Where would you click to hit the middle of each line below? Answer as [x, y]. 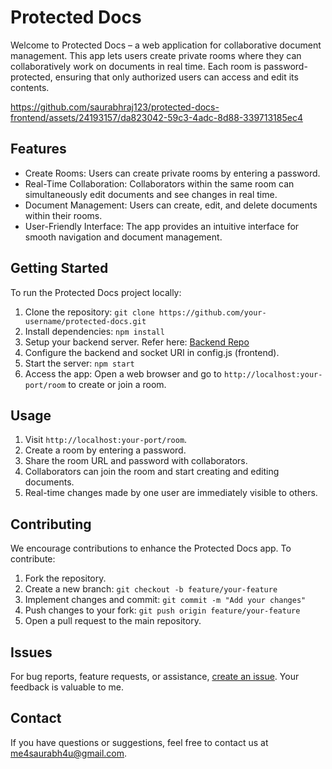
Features [38, 149]
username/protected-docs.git [85, 321]
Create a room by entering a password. [105, 450]
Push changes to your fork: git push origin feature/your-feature [162, 610]
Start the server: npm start [79, 363]
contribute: [33, 559]
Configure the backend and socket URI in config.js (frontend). [152, 352]
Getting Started [59, 268]
